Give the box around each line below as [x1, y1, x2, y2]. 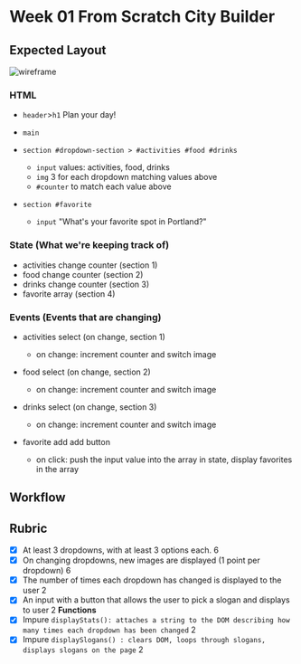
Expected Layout [9, 43, 107, 58]
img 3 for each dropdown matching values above [35, 172, 218, 183]
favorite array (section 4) [22, 288, 116, 299]
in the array [35, 463, 80, 474]
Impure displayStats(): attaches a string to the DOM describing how [22, 614, 291, 625]
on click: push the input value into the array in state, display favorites [35, 454, 293, 465]
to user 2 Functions [22, 604, 97, 616]
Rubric [9, 520, 48, 536]
